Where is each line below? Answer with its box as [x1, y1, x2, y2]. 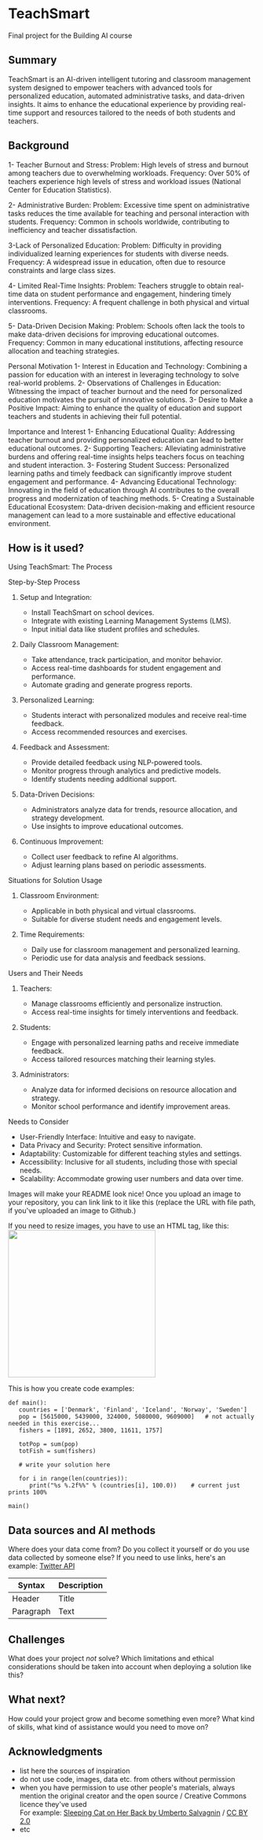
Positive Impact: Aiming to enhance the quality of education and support [8, 403, 243, 413]
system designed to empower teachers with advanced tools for [8, 83, 213, 92]
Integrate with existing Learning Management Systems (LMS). [31, 616, 232, 626]
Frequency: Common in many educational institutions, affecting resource [8, 337, 243, 347]
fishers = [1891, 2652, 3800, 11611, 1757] [18, 1426, 163, 1435]
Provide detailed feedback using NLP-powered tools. [31, 758, 203, 767]
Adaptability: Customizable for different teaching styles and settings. [19, 1149, 242, 1158]
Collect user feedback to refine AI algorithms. [31, 852, 179, 862]
